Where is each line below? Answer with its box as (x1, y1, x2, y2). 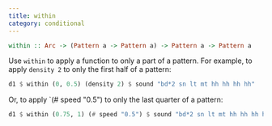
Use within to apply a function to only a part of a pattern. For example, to (8, 56, 253, 65)
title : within (8, 11, 57, 20)
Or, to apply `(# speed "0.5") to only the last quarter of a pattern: (8, 94, 223, 105)
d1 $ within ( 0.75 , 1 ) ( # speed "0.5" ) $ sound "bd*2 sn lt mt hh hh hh (8, 111, 259, 119)
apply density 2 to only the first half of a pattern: (8, 65, 172, 74)
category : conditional (8, 19, 85, 27)
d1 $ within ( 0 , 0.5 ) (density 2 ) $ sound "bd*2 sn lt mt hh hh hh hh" (8, 80, 255, 89)
